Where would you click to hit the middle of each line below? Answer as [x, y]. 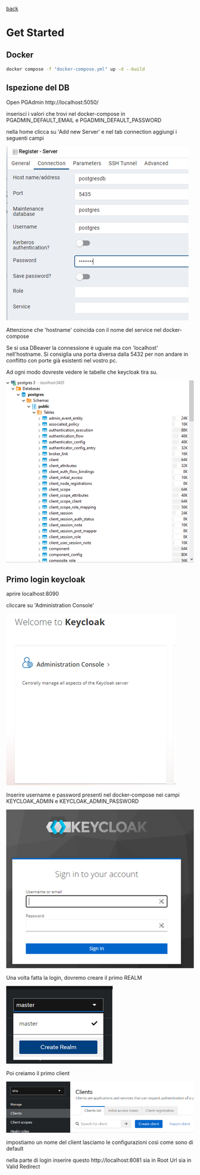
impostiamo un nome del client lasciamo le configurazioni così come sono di [100, 1142]
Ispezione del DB [38, 88]
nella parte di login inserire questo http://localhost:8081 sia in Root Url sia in [99, 1160]
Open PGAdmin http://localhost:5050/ [53, 102]
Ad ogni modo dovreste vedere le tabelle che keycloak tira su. [82, 372]
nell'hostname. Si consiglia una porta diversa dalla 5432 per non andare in [97, 354]
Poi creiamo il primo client [38, 1073]
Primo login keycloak [46, 579]
